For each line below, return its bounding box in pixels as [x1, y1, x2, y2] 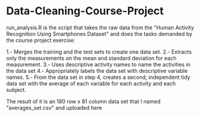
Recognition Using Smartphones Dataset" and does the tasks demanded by [6, 30, 193, 37]
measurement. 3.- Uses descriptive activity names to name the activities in [6, 61, 190, 68]
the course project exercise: [6, 36, 75, 44]
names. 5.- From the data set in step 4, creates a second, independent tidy [6, 73, 190, 81]
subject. [6, 86, 26, 93]
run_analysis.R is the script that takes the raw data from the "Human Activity [6, 24, 195, 31]
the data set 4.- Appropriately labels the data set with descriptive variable [6, 67, 188, 74]
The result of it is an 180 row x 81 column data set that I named [6, 97, 160, 105]
